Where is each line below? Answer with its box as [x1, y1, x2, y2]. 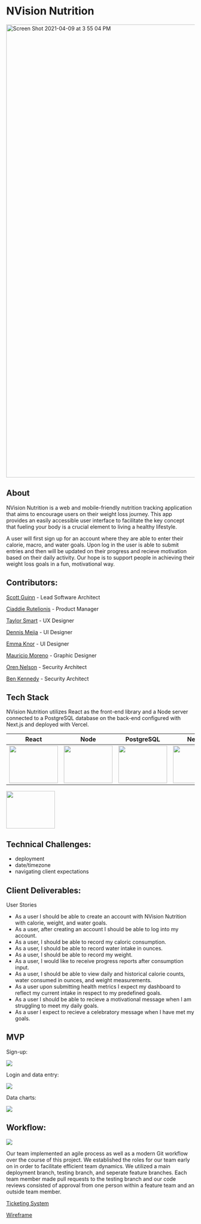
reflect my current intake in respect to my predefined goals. [14, 989, 162, 997]
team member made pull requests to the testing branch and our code [6, 1175, 176, 1183]
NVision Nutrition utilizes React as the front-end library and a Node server [6, 708, 188, 715]
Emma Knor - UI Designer [6, 640, 69, 647]
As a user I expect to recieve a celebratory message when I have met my [14, 1009, 194, 1015]
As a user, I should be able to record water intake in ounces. [14, 945, 163, 952]
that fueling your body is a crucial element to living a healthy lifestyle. [6, 523, 178, 530]
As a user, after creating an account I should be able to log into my [14, 926, 179, 932]
